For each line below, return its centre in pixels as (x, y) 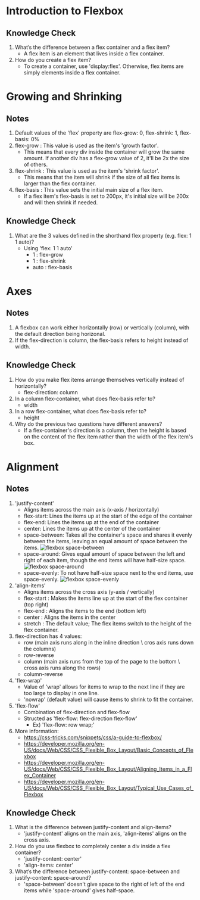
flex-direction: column (51, 392)
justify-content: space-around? (53, 878)
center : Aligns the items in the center (70, 617)
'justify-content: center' (53, 859)
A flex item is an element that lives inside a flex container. (94, 54)
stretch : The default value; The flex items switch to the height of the (107, 623)
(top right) (36, 604)
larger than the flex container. (60, 183)
